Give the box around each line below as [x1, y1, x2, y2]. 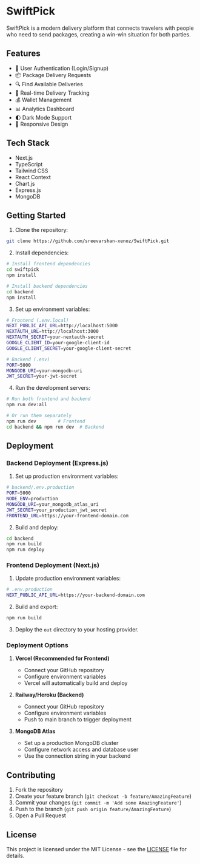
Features [6, 49, 41, 59]
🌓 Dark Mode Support [15, 114, 72, 121]
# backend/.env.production [6, 485, 75, 491]
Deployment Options [6, 641, 68, 650]
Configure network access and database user [24, 746, 139, 753]
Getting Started [6, 210, 66, 220]
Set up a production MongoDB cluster [24, 740, 119, 747]
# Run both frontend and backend [6, 396, 91, 402]
